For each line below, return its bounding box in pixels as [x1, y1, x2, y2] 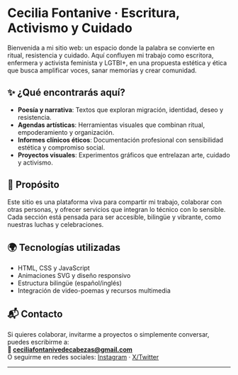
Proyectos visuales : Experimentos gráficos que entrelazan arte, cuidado [17, 150, 230, 159]
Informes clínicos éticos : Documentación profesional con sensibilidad [17, 135, 224, 144]
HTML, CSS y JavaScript [17, 264, 90, 272]
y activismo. [17, 158, 53, 167]
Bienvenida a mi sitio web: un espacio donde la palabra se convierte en [7, 43, 215, 52]
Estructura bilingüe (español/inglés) [17, 279, 123, 288]
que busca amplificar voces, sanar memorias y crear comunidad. [7, 66, 197, 74]
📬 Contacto [7, 308, 63, 320]
